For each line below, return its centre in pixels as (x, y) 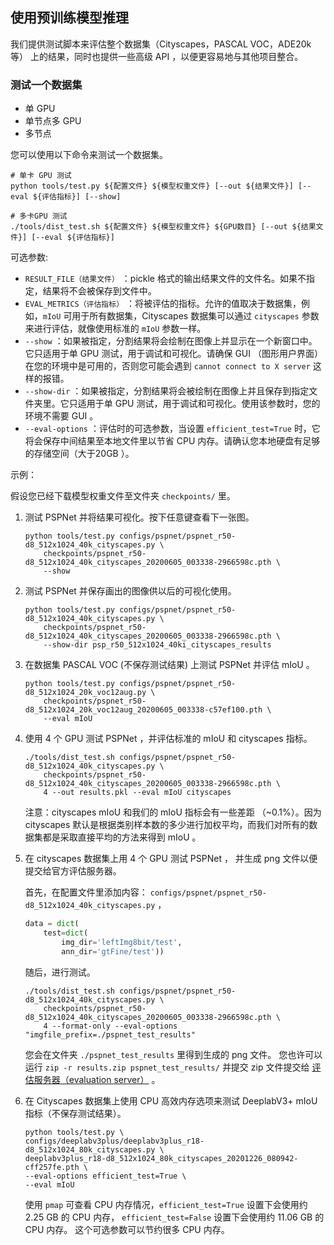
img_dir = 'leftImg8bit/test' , (122, 942)
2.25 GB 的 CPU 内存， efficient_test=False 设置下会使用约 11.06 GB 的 (174, 1217)
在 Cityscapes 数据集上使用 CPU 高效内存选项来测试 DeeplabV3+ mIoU (171, 1100)
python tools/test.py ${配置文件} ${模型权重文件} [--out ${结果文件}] (152, 186)
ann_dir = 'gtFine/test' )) (113, 951)
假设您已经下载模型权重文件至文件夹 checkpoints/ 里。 (123, 496)
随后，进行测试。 (60, 972)
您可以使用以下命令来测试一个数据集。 (89, 155)
